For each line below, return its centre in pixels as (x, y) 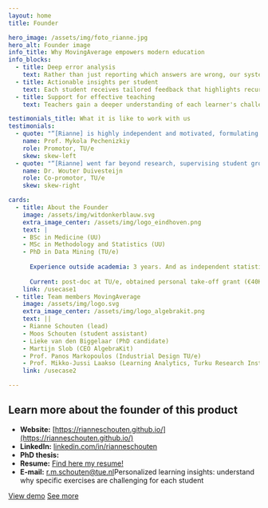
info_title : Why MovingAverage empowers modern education (106, 53)
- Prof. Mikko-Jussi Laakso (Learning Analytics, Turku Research (134, 363)
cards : (19, 200)
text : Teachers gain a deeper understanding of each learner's (130, 105)
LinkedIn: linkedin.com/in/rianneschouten (89, 446)
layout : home (30, 16)
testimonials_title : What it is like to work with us (100, 119)
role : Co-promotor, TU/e (64, 178)
